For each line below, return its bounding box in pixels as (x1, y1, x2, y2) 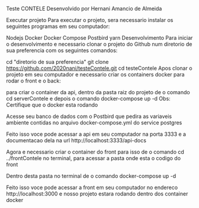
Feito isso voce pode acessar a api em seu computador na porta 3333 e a (6, 130, 187, 137)
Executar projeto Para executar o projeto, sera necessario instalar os (6, 17, 174, 23)
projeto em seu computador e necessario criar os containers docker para (6, 71, 185, 78)
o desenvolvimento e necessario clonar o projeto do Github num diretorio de (6, 41, 192, 47)
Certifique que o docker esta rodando (6, 101, 98, 108)
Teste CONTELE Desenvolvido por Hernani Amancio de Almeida (6, 5, 162, 12)
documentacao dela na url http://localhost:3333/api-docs (6, 137, 147, 144)
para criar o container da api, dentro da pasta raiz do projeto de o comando (6, 89, 191, 95)
